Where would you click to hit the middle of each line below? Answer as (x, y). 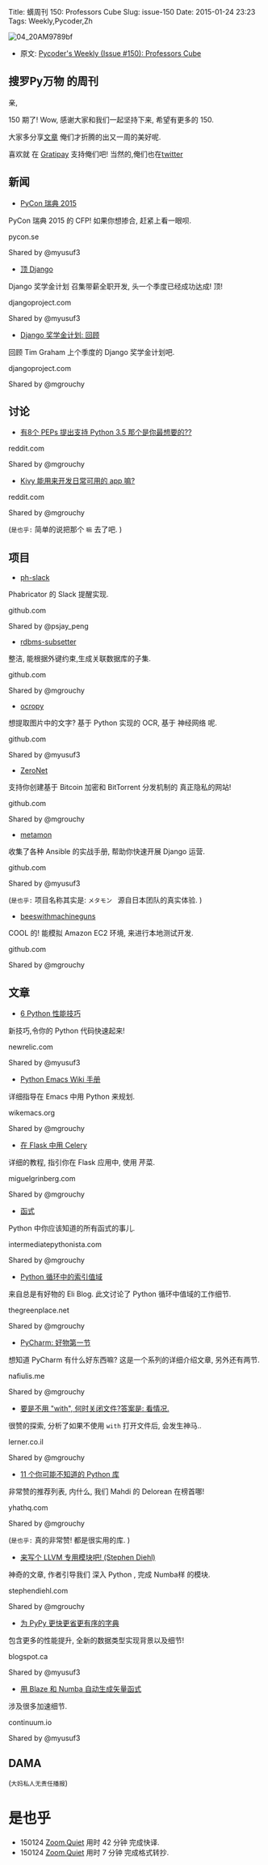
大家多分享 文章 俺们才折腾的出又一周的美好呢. (85, 137)
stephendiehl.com (38, 1591)
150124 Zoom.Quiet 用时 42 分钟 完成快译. (90, 1842)
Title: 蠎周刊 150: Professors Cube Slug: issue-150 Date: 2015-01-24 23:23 (132, 12)
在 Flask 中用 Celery (53, 1146)
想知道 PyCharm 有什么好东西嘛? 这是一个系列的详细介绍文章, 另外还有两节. (134, 1360)
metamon (36, 835)
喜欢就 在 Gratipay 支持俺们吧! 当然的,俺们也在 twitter (96, 154)
